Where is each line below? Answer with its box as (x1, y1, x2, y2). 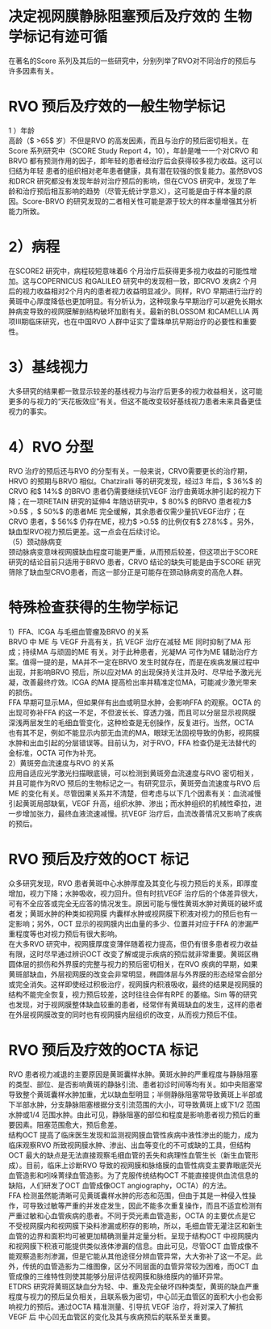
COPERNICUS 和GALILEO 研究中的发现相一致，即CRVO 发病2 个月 (35, 276, 257, 285)
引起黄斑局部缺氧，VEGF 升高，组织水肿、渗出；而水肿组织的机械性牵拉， (8, 798, 256, 808)
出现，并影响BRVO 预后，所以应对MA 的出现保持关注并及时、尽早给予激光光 (8, 667, 262, 677)
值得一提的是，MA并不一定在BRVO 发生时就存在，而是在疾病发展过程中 (22, 656, 261, 667)
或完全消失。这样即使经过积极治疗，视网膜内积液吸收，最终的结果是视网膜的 (8, 979, 263, 989)
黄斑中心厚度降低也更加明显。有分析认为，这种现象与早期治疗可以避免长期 (8, 296, 256, 306)
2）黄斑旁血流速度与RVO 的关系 (8, 757, 115, 768)
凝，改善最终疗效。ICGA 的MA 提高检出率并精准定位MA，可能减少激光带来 (8, 677, 257, 687)
